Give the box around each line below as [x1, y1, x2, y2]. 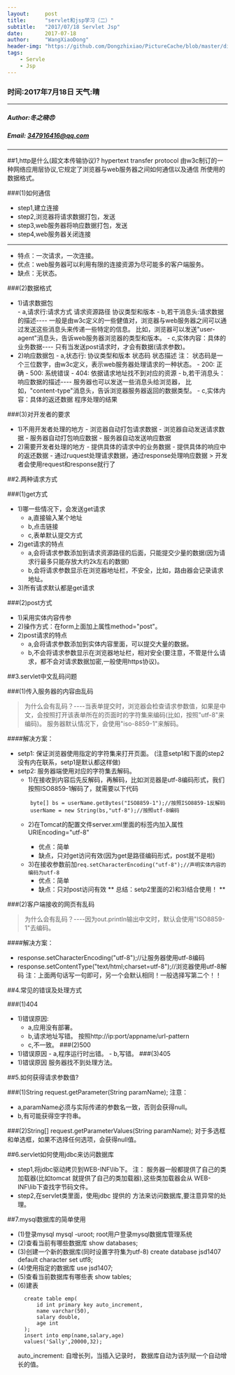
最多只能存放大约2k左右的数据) [40, 557, 129, 566]
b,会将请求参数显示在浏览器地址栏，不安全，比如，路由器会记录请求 [27, 566, 224, 575]
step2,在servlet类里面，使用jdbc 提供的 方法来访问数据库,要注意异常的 [17, 1191, 220, 1200]
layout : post [7, 10, 58, 18]
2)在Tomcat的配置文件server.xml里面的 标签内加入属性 [27, 820, 184, 829]
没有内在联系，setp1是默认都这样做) [17, 758, 121, 766]
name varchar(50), [36, 1308, 90, 1315]
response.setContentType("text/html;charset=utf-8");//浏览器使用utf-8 [17, 962, 221, 971]
